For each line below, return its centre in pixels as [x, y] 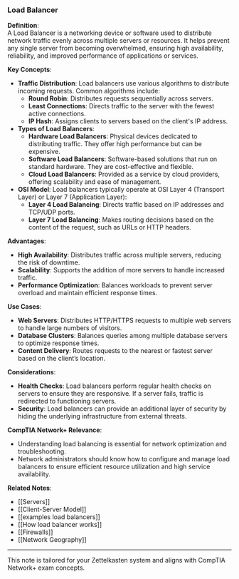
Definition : [23, 26]
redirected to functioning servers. [67, 401]
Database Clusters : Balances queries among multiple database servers [122, 336]
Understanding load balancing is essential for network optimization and [122, 444]
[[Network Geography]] [52, 540]
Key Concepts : [30, 70]
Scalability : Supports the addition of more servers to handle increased [121, 270]
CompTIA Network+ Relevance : [55, 430]
